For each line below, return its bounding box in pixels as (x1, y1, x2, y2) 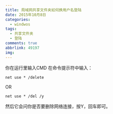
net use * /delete (5, 75, 44, 80)
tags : (5, 26, 17, 32)
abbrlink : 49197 (5, 45, 40, 50)
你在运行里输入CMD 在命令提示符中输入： (5, 65, 93, 71)
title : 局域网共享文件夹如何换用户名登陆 (5, 7, 82, 13)
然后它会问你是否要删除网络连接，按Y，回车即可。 (5, 103, 110, 109)
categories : (5, 17, 30, 22)
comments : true (5, 41, 37, 46)
